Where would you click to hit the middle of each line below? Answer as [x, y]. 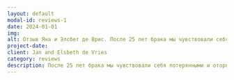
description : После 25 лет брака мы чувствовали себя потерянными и [109, 65]
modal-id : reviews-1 [37, 20]
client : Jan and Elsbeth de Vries [57, 53]
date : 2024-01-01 [32, 26]
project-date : [28, 46]
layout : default [31, 14]
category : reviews [34, 59]
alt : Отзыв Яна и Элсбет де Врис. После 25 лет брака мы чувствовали [110, 40]
